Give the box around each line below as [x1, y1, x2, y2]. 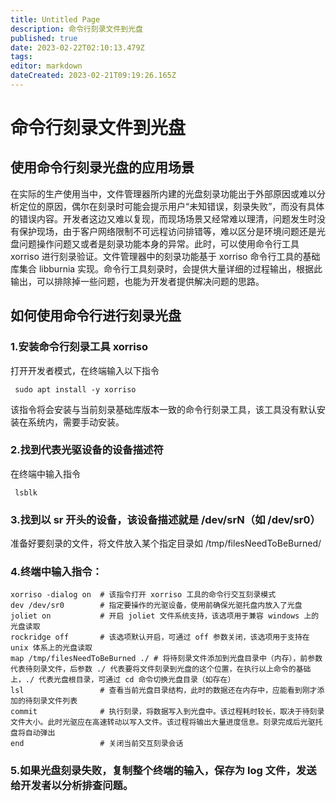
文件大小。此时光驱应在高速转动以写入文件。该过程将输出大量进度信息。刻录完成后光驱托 [10, 717, 323, 728]
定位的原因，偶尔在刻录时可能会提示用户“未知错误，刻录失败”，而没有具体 [18, 200, 325, 212]
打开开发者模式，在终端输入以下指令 [10, 364, 160, 376]
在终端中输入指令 [10, 467, 81, 480]
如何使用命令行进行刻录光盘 [10, 307, 182, 325]
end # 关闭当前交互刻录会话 [10, 739, 184, 749]
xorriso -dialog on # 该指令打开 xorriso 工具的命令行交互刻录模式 [10, 590, 277, 600]
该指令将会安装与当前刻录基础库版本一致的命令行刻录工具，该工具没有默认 [10, 403, 317, 415]
